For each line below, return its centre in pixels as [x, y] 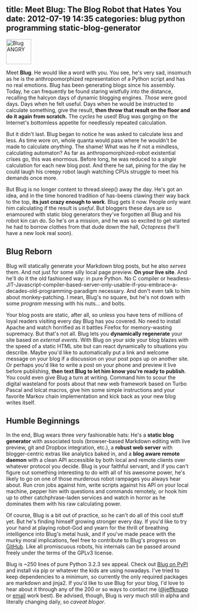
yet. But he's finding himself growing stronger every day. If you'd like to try [96, 521]
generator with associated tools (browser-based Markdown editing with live [98, 441]
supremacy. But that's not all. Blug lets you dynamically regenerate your [94, 333]
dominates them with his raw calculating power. [64, 504]
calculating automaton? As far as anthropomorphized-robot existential [91, 153]
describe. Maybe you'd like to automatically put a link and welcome [88, 352]
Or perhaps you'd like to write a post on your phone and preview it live [91, 365]
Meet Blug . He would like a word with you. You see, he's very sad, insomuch [99, 72]
